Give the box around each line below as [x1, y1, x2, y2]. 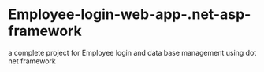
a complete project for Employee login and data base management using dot [8, 48, 257, 57]
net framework [8, 56, 57, 66]
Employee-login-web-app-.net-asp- [8, 5, 251, 23]
